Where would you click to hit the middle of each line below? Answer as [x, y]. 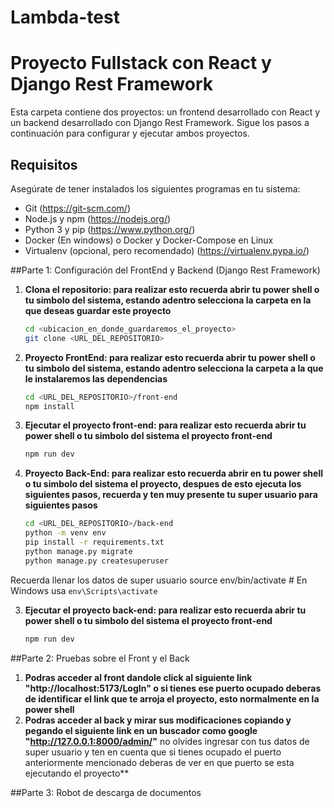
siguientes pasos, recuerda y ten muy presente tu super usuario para [171, 495]
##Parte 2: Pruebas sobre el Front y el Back [100, 658]
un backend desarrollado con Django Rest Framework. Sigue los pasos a [160, 123]
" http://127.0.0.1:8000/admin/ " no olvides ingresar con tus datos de [167, 741]
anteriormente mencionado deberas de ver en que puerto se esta [159, 762]
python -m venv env [65, 533]
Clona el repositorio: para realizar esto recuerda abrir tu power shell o [172, 289]
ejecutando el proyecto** [77, 773]
